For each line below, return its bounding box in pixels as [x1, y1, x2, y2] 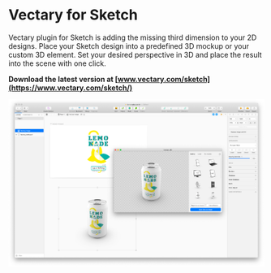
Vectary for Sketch [8, 6, 138, 24]
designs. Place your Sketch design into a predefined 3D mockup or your [8, 41, 250, 50]
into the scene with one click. [8, 58, 107, 68]
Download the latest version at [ [8, 74, 118, 84]
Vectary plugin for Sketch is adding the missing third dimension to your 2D [8, 32, 257, 42]
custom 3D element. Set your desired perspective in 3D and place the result [8, 50, 262, 59]
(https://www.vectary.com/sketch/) [8, 83, 133, 93]
